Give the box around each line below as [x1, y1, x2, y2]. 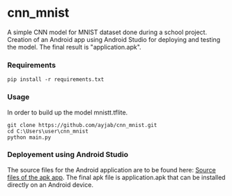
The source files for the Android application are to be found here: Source [7, 165, 216, 174]
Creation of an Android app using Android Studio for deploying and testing [7, 35, 221, 43]
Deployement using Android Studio [7, 150, 129, 160]
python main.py [7, 134, 52, 141]
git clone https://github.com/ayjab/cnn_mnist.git [7, 121, 157, 128]
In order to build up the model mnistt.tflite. [7, 108, 128, 116]
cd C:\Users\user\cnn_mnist [7, 128, 89, 135]
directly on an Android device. [7, 180, 94, 189]
